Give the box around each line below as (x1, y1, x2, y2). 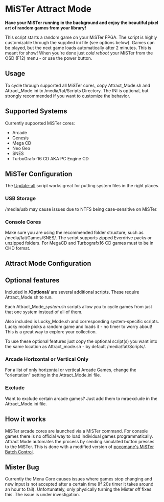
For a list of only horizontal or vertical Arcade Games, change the (5, 367, 137, 373)
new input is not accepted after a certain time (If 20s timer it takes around (5, 481, 154, 487)
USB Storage (5, 195, 36, 202)
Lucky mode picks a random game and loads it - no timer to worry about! (5, 324, 153, 329)
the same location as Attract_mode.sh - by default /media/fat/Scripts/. (5, 344, 146, 350)
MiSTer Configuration (5, 170, 72, 178)
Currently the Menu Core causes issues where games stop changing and (5, 476, 153, 482)
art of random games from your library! (5, 25, 87, 30)
